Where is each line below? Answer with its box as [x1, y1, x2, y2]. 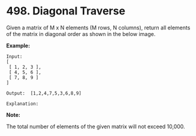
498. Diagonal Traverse [6, 4, 126, 18]
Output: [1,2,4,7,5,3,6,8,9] [6, 90, 82, 96]
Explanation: [6, 101, 39, 107]
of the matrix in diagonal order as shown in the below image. [6, 30, 156, 37]
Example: [6, 42, 31, 49]
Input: [6, 53, 23, 59]
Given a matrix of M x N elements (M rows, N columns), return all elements [6, 24, 191, 31]
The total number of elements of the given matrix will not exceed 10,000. [6, 123, 185, 130]
